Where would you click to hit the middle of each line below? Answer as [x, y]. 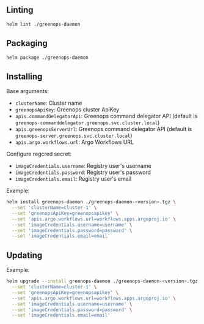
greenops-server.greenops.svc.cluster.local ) [74, 136]
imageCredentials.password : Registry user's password [83, 172]
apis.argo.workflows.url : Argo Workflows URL [75, 142]
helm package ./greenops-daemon [47, 58]
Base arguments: [27, 91]
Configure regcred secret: [39, 154]
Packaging [27, 43]
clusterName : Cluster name [49, 103]
